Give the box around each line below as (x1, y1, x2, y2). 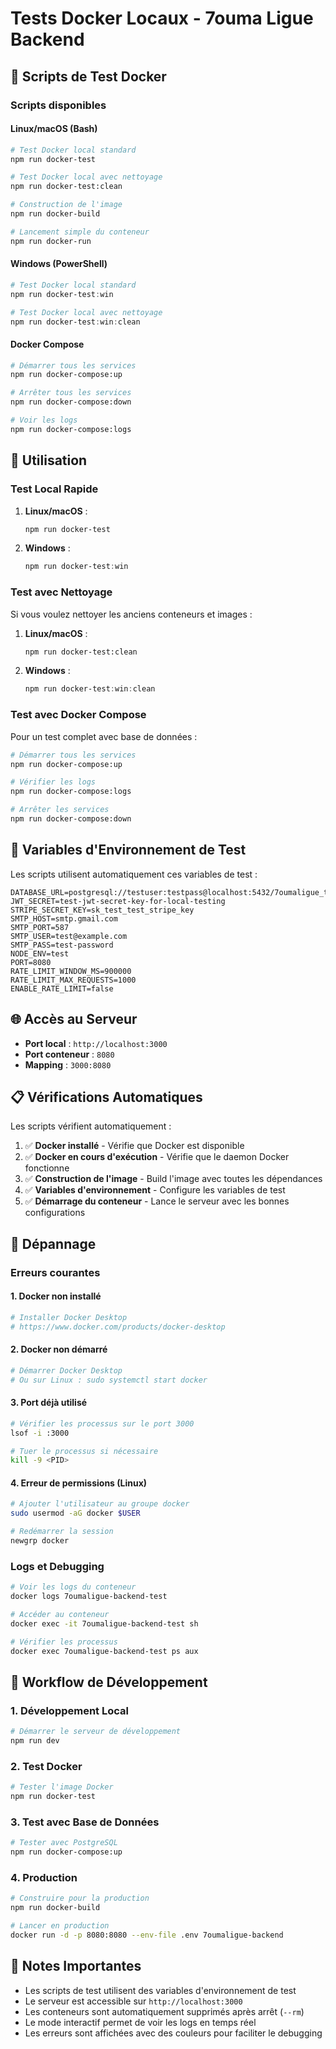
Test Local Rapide (10, 482, 99, 496)
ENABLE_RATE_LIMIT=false (10, 983, 114, 994)
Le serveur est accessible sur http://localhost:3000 (24, 1995, 243, 2007)
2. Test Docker (10, 1759, 83, 1773)
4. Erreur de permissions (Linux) (10, 1477, 148, 1489)
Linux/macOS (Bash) (10, 123, 98, 135)
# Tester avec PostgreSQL (10, 1838, 118, 1848)
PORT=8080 (10, 957, 52, 967)
